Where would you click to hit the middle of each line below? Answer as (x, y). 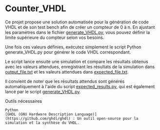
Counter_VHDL (36, 9)
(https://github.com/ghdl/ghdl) (38, 118)
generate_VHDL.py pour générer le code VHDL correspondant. (68, 52)
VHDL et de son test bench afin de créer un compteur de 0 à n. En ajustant (80, 27)
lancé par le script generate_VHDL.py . (43, 92)
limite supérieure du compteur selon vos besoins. (55, 37)
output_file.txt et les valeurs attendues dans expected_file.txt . (67, 72)
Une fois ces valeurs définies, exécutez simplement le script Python (73, 47)
